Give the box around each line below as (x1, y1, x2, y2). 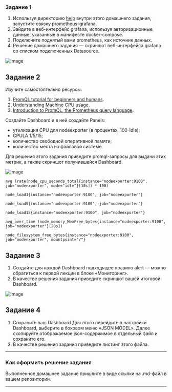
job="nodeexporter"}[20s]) (5, 224, 63, 229)
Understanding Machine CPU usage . (12, 102, 90, 108)
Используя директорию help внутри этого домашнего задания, (12, 15, 152, 22)
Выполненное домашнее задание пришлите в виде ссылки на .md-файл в (5, 370, 167, 377)
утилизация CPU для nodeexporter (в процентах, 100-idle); (12, 127, 140, 133)
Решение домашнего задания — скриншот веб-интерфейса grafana (12, 43, 161, 49)
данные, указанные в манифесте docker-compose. (12, 32, 124, 38)
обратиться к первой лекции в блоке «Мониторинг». (12, 270, 128, 276)
